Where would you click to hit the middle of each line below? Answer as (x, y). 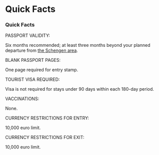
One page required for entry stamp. (42, 70)
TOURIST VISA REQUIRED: (32, 79)
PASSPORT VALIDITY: (28, 35)
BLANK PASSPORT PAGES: (33, 60)
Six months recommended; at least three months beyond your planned (78, 45)
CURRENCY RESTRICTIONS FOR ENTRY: (47, 118)
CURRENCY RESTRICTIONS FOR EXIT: (45, 138)
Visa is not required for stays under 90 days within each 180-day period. (79, 89)
